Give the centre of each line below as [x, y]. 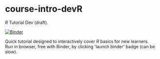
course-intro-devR [44, 9]
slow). [11, 52]
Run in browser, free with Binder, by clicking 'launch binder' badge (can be [80, 46]
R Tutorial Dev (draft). [27, 22]
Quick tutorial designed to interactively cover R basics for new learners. [77, 41]
